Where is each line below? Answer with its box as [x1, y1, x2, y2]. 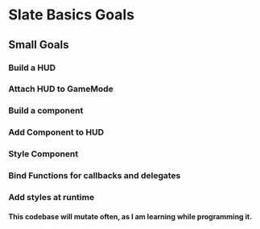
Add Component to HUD [8, 127, 105, 138]
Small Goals [8, 38, 69, 52]
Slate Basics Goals [8, 6, 135, 24]
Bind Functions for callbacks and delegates [8, 170, 181, 181]
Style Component [8, 148, 79, 160]
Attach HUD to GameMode [8, 83, 114, 94]
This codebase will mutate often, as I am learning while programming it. [8, 211, 253, 221]
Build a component [8, 105, 84, 116]
